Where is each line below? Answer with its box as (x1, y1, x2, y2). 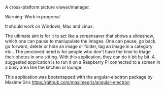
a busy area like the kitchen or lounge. (5, 64, 83, 70)
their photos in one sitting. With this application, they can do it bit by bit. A (5, 54, 155, 60)
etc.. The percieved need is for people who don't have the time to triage (5, 49, 151, 54)
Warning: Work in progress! (5, 14, 61, 19)
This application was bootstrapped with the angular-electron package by (5, 74, 153, 80)
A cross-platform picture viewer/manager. (5, 4, 90, 10)
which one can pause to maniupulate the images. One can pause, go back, (5, 38, 157, 44)
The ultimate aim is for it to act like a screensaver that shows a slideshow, (5, 33, 154, 39)
